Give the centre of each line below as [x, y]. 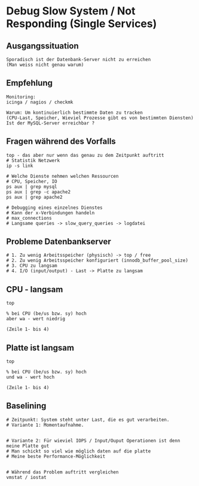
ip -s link [20, 166]
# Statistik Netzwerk [33, 160]
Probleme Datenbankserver [59, 242]
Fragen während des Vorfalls [61, 142]
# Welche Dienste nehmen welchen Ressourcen [62, 176]
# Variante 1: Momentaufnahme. [45, 425]
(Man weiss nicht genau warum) [45, 65]
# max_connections [29, 218]
